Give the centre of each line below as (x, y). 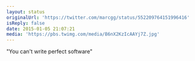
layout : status (26, 12)
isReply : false (26, 23)
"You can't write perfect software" (50, 51)
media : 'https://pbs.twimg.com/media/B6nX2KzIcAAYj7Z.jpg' (83, 34)
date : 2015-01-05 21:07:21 (41, 29)
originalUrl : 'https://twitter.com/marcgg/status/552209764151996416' (98, 18)
